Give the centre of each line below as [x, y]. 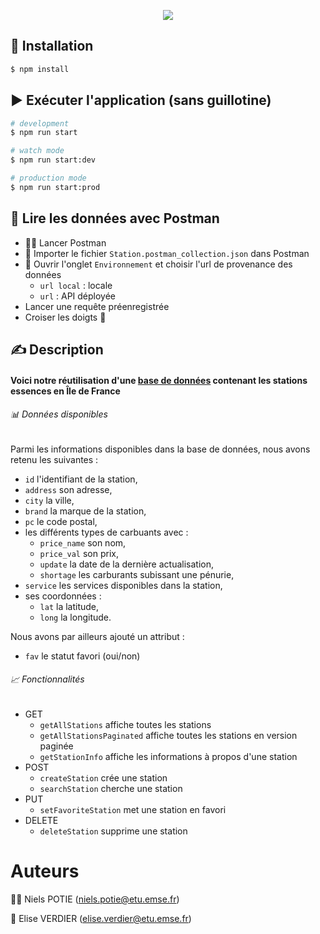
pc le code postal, [61, 521]
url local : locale [76, 285]
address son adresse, [68, 489]
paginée [56, 746]
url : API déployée [78, 296]
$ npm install [40, 69]
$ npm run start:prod [55, 187]
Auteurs [45, 871]
